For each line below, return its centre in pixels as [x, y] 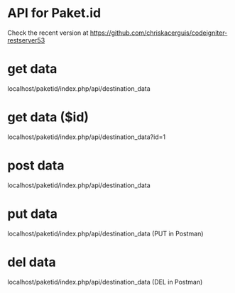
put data [33, 214]
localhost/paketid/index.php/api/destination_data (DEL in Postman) [105, 282]
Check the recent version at [48, 33]
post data [36, 165]
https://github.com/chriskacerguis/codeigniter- [159, 33]
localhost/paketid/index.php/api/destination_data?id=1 [86, 137]
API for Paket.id [54, 13]
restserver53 [26, 40]
